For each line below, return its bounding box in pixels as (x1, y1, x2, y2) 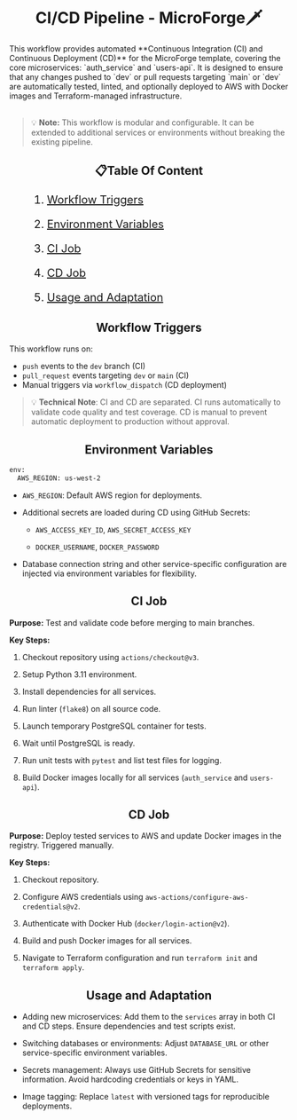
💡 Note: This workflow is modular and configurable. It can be (30, 117, 254, 128)
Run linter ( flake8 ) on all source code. (21, 703, 161, 714)
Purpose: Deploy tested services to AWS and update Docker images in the (9, 831, 282, 841)
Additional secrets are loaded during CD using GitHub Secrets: (21, 507, 251, 517)
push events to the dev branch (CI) (21, 361, 146, 372)
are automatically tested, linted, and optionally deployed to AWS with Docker (9, 81, 289, 91)
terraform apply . (21, 962, 85, 973)
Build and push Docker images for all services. (21, 935, 192, 946)
